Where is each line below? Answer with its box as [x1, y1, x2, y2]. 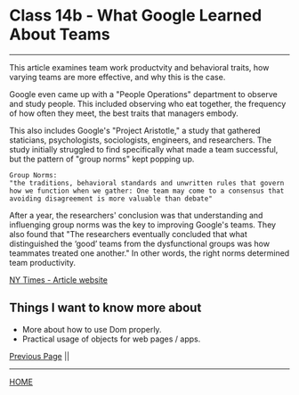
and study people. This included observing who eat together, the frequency [9, 98, 287, 109]
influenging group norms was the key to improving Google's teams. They [9, 219, 277, 230]
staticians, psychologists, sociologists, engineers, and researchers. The [9, 135, 272, 145]
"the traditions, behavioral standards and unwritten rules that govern [9, 178, 285, 187]
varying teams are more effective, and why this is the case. [9, 71, 226, 82]
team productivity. [9, 257, 77, 267]
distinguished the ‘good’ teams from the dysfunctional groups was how [9, 238, 270, 249]
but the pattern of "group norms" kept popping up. [9, 153, 195, 164]
